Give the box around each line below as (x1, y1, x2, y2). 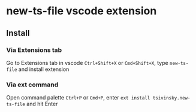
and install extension (18, 66, 70, 73)
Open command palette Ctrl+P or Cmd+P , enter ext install (6, 94, 150, 101)
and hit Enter (26, 100, 58, 108)
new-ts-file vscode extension (6, 4, 157, 18)
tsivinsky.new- (152, 95, 191, 101)
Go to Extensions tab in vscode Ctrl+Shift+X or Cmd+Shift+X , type (6, 59, 169, 66)
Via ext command (6, 80, 59, 89)
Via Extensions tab (6, 46, 62, 54)
